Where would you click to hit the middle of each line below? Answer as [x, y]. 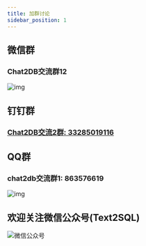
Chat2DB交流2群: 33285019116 [61, 132]
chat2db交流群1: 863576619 [56, 178]
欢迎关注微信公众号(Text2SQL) [74, 217]
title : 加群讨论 [29, 14]
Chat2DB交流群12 [37, 72]
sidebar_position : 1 [37, 20]
